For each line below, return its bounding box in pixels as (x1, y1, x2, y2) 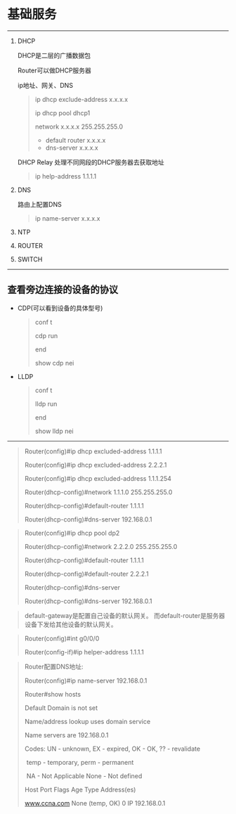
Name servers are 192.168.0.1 (24, 730, 109, 739)
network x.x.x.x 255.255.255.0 (34, 122, 124, 131)
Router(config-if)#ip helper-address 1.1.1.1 (24, 647, 144, 656)
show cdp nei (34, 358, 74, 367)
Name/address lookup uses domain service (24, 717, 151, 725)
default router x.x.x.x (45, 136, 106, 144)
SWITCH (17, 254, 43, 264)
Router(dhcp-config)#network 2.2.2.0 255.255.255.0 (24, 542, 178, 550)
